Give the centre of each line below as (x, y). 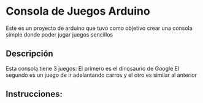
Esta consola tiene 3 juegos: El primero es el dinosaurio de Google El (93, 68)
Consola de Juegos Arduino (78, 11)
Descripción (29, 54)
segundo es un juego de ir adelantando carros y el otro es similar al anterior (101, 75)
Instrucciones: (34, 94)
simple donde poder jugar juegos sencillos (59, 34)
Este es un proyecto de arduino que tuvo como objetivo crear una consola (99, 28)
